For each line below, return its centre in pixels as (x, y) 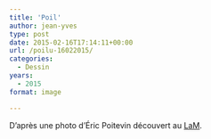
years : (21, 76)
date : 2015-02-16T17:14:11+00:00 (71, 42)
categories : (31, 59)
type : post (29, 34)
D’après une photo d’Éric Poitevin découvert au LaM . (106, 125)
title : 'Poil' (36, 17)
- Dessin (33, 68)
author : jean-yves (43, 26)
